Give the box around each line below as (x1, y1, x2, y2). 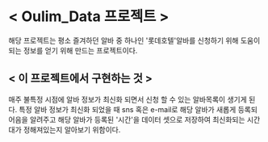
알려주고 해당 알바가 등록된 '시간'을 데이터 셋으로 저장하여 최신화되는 (29, 115, 245, 124)
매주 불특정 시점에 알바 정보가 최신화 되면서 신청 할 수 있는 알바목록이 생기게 (8, 94, 248, 104)
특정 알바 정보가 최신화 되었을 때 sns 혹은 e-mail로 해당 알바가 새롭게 (19, 104, 237, 114)
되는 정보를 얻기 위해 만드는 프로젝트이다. (8, 45, 138, 55)
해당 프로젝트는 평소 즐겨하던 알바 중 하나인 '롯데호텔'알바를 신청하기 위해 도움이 (8, 35, 261, 45)
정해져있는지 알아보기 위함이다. (23, 124, 121, 134)
